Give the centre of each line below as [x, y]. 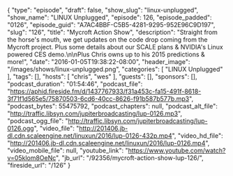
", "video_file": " [57, 128]
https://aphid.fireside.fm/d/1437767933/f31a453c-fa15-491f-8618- [106, 91]
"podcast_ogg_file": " [38, 121]
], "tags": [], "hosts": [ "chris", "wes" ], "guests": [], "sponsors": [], [102, 77]
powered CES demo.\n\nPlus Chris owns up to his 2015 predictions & [106, 54]
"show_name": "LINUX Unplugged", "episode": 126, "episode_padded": [110, 17]
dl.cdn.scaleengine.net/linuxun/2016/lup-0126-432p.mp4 [90, 136]
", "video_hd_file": [197, 136]
